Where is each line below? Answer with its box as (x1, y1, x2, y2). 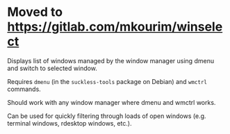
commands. (7, 85, 42, 93)
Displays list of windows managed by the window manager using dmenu (7, 56, 214, 65)
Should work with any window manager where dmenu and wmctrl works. (7, 98, 216, 106)
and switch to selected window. (7, 64, 97, 72)
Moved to (7, 4, 63, 20)
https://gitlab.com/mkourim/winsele (7, 19, 223, 35)
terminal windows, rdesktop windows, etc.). (7, 119, 132, 127)
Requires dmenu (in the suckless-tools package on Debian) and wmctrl (7, 77, 207, 85)
